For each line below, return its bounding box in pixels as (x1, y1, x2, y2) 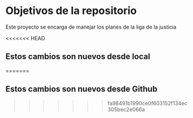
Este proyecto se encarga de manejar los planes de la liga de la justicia (5, 23, 177, 30)
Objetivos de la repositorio (5, 4, 137, 18)
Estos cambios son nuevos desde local (5, 51, 151, 62)
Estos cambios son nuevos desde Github (5, 84, 158, 94)
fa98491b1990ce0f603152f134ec (107, 99, 188, 106)
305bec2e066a (107, 106, 145, 113)
